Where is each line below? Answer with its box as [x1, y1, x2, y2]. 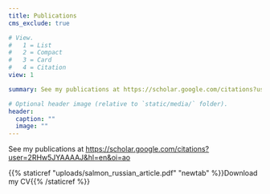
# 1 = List [8, 41, 52, 49]
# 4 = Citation [8, 63, 67, 72]
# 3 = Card [8, 56, 52, 64]
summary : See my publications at [8, 85, 121, 93]
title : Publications [8, 11, 78, 20]
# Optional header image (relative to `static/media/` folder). [8, 99, 228, 108]
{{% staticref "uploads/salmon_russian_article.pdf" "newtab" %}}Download [8, 168, 258, 178]
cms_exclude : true [8, 19, 70, 27]
